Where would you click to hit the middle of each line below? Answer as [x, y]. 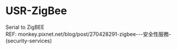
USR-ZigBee [36, 11]
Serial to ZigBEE [25, 27]
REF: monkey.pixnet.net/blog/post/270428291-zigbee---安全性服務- [88, 34]
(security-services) [29, 41]
